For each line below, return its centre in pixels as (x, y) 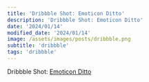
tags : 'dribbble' (32, 52)
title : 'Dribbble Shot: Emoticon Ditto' (66, 13)
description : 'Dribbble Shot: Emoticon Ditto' (75, 20)
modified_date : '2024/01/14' (49, 33)
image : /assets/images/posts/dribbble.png (69, 39)
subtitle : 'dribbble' (38, 45)
